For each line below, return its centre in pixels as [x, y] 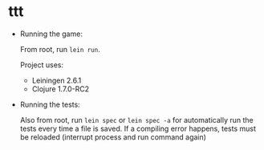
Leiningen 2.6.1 [57, 80]
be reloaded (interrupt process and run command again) [113, 137]
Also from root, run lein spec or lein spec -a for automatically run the [137, 120]
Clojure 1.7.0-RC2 [61, 89]
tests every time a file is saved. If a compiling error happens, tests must [138, 128]
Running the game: [51, 34]
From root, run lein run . [60, 49]
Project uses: [42, 65]
